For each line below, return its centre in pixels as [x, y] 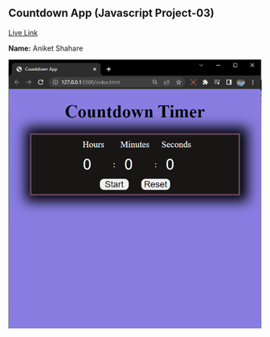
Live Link [23, 32]
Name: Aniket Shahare [46, 48]
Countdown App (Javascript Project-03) [111, 13]
